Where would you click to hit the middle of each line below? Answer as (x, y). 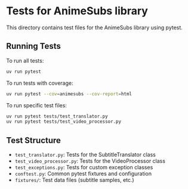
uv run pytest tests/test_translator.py (57, 116)
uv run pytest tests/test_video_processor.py (64, 122)
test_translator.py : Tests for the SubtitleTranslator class (85, 155)
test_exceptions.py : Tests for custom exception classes (84, 168)
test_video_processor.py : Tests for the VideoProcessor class (90, 161)
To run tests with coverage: (40, 83)
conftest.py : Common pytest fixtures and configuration (83, 173)
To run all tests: (25, 60)
